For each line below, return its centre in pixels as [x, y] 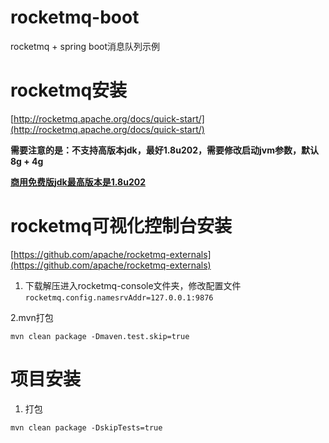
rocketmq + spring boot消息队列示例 [85, 46]
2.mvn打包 [32, 317]
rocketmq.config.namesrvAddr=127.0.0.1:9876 [119, 297]
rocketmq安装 [69, 90]
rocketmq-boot [75, 17]
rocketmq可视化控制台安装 [121, 226]
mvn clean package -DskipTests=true [86, 427]
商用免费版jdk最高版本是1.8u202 [78, 182]
